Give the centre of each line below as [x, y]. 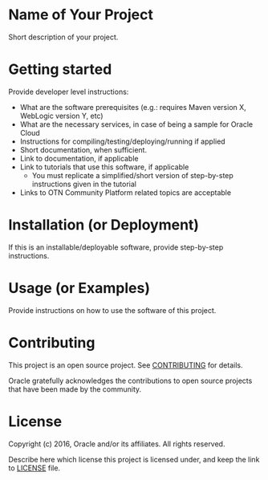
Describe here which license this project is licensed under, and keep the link [134, 459]
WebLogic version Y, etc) [61, 116]
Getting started [60, 69]
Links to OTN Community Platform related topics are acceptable [125, 192]
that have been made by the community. [75, 389]
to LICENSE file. [35, 468]
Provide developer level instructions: [69, 92]
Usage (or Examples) [79, 288]
